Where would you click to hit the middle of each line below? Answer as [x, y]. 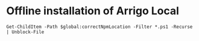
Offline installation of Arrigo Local [93, 11]
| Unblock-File [25, 32]
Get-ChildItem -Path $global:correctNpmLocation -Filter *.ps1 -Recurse [99, 27]
